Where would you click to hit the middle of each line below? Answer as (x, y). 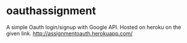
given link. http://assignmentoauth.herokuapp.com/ (70, 33)
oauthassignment (51, 11)
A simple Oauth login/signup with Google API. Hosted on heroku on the (94, 27)
